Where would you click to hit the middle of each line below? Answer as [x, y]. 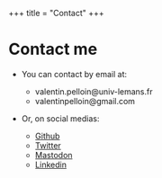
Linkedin [50, 165]
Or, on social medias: [60, 118]
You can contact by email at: [74, 74]
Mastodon [54, 155]
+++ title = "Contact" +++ [56, 13]
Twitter [48, 145]
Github [47, 136]
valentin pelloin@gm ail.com [85, 101]
